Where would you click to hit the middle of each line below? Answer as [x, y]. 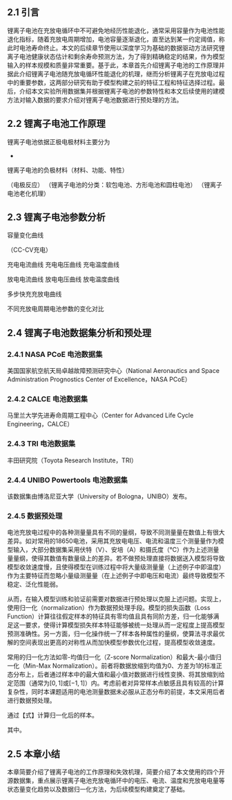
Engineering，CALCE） [40, 424]
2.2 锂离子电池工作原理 [56, 124]
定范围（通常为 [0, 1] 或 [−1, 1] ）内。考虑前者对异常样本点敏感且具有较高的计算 [116, 683]
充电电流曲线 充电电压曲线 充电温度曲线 [63, 265]
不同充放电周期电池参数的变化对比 [56, 309]
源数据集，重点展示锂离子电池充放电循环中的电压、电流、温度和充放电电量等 [116, 781]
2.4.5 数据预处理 [35, 516]
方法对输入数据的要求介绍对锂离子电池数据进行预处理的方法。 [95, 100]
